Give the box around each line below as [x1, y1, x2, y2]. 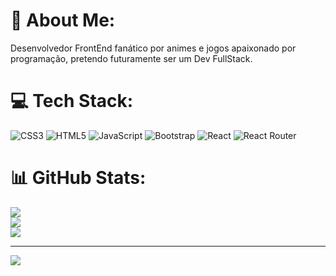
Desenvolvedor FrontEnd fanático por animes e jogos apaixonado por [10, 42, 297, 54]
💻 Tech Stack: [10, 90, 134, 113]
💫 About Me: [10, 9, 116, 32]
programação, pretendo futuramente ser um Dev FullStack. [10, 52, 253, 64]
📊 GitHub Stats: [10, 167, 147, 189]
